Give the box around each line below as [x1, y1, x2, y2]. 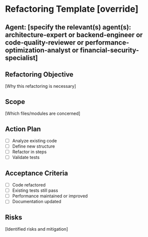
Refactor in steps [12, 149, 47, 155]
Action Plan [5, 125, 41, 133]
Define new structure [12, 143, 55, 149]
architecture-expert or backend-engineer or [5, 30, 143, 39]
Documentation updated [12, 199, 61, 205]
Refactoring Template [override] [5, 3, 139, 15]
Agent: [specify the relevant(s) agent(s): [5, 23, 131, 31]
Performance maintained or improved [12, 193, 88, 199]
